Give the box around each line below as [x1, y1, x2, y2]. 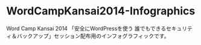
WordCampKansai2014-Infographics [6, 4, 196, 18]
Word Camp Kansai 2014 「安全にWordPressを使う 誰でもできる [6, 25, 167, 32]
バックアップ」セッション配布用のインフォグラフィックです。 [16, 32, 170, 40]
